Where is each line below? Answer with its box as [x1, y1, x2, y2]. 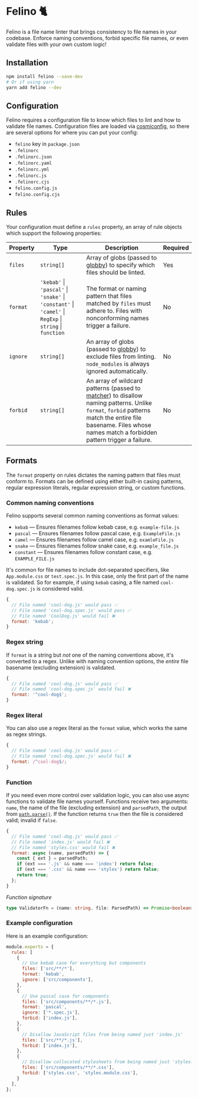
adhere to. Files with [86, 307, 143, 314]
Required [163, 244, 189, 251]
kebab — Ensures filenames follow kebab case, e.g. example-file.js [14, 523, 180, 531]
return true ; [16, 872, 49, 878]
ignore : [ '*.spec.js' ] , [21, 1009, 81, 1015]
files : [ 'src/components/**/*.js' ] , [21, 998, 112, 1005]
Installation [6, 58, 48, 68]
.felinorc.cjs [14, 179, 49, 185]
